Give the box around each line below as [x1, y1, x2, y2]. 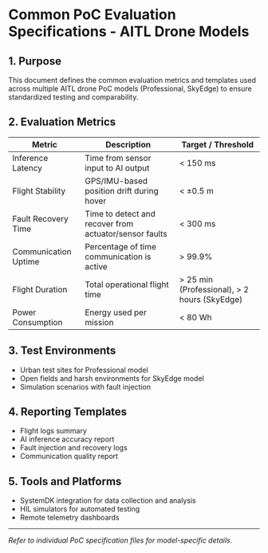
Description [105, 139, 152, 150]
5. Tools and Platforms [8, 474, 122, 488]
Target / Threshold [181, 139, 254, 150]
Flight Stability [12, 185, 66, 196]
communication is [85, 251, 152, 262]
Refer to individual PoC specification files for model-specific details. [8, 535, 233, 545]
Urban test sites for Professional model [19, 365, 149, 375]
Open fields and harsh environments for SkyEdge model [19, 373, 205, 383]
